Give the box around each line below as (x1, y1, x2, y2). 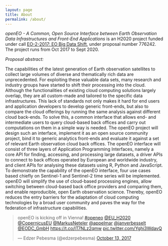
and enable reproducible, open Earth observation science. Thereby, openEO (5, 189, 162, 195)
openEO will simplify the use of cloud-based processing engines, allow (5, 178, 152, 184)
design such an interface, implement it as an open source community (5, 130, 148, 136)
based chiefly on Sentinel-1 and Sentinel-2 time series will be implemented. (5, 173, 161, 179)
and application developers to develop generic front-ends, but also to (5, 104, 149, 110)
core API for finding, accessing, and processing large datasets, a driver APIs (5, 151, 163, 157)
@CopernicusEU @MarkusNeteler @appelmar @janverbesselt (17, 220, 146, 226)
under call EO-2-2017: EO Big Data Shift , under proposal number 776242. (5, 41, 156, 47)
